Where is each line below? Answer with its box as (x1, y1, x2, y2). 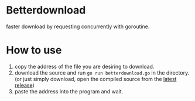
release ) (14, 82, 35, 89)
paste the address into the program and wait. (14, 87, 124, 95)
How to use (6, 43, 62, 57)
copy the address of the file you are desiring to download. (14, 63, 155, 70)
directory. (166, 69, 190, 76)
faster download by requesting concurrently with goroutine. (6, 23, 150, 30)
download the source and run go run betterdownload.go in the (14, 69, 165, 76)
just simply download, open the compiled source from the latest (23, 75, 177, 82)
